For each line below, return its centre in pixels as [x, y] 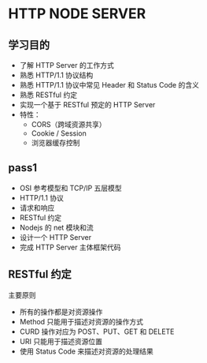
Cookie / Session [59, 133]
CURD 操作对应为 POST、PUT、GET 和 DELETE [97, 331]
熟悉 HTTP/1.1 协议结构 [56, 75]
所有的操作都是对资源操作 [61, 312]
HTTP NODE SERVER [77, 14]
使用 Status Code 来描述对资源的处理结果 [86, 351]
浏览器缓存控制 [55, 142]
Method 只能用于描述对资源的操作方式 [81, 321]
